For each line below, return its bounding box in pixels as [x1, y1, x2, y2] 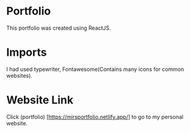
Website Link [6, 93, 74, 107]
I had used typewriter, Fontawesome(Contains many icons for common [6, 65, 185, 73]
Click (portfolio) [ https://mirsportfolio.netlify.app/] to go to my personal [6, 113, 184, 120]
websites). [6, 71, 32, 79]
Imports [6, 45, 47, 59]
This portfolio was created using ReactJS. [6, 24, 111, 31]
